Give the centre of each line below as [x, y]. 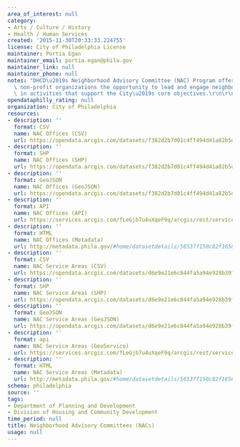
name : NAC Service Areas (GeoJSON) [67, 320]
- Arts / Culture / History [49, 27]
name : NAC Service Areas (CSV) [60, 266]
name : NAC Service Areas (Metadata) [68, 373]
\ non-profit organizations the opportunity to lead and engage [111, 87]
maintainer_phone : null [43, 74]
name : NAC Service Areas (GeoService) [72, 346]
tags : [15, 399]
